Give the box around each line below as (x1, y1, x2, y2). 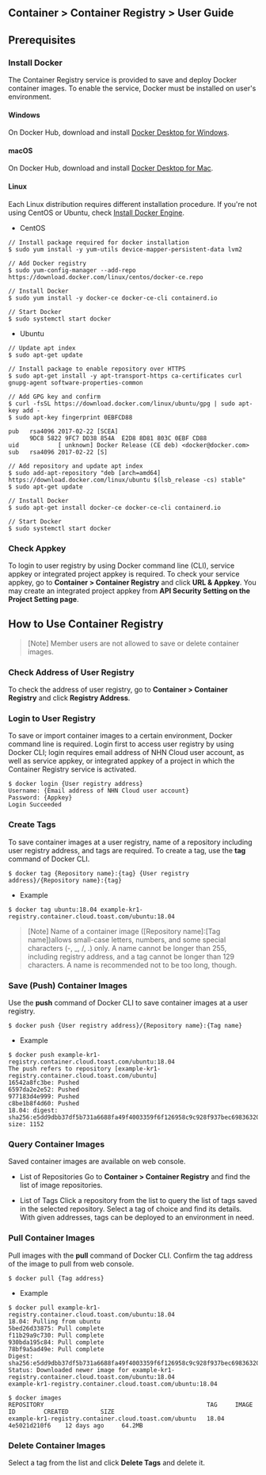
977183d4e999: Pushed (8, 1092, 80, 1101)
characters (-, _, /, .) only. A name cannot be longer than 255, (27, 943, 227, 952)
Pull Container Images (8, 1232, 95, 1243)
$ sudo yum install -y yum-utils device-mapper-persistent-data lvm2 (8, 245, 243, 253)
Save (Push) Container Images (8, 979, 128, 990)
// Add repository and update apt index (8, 462, 144, 470)
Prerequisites (8, 33, 76, 47)
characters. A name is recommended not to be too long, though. (27, 960, 237, 970)
